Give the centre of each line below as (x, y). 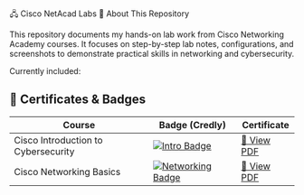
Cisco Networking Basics (67, 172)
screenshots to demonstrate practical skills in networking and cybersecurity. (152, 54)
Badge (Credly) (192, 125)
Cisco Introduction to (58, 140)
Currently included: (45, 71)
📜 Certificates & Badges (78, 100)
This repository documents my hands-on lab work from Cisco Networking (147, 34)
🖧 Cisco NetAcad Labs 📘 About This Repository (100, 14)
